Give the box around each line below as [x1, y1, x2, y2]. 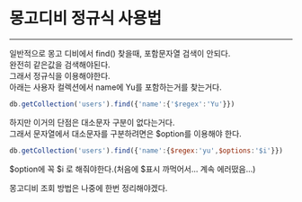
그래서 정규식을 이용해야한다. [9, 70, 111, 81]
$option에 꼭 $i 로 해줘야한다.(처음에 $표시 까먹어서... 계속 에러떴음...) [9, 163, 256, 174]
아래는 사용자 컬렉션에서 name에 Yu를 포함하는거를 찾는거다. [9, 82, 222, 92]
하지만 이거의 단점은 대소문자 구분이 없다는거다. [9, 117, 175, 127]
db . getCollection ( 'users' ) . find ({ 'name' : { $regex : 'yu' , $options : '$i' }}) [9, 145, 283, 155]
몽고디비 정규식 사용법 [9, 8, 162, 29]
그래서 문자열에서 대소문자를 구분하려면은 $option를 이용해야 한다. [9, 127, 243, 139]
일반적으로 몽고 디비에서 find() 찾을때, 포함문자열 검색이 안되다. [9, 48, 231, 58]
